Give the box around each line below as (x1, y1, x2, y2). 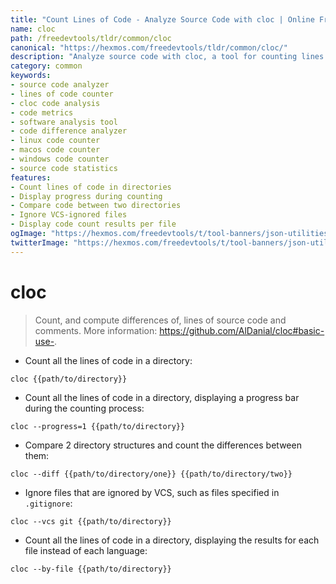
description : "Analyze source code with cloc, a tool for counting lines (10, 52, 325, 62)
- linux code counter (10, 136, 101, 146)
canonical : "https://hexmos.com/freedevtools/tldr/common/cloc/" (10, 42, 288, 53)
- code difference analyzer (10, 126, 128, 136)
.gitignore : (24, 497, 73, 509)
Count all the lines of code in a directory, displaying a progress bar (24, 391, 300, 403)
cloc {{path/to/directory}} (10, 374, 128, 384)
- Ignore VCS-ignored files (10, 210, 128, 220)
